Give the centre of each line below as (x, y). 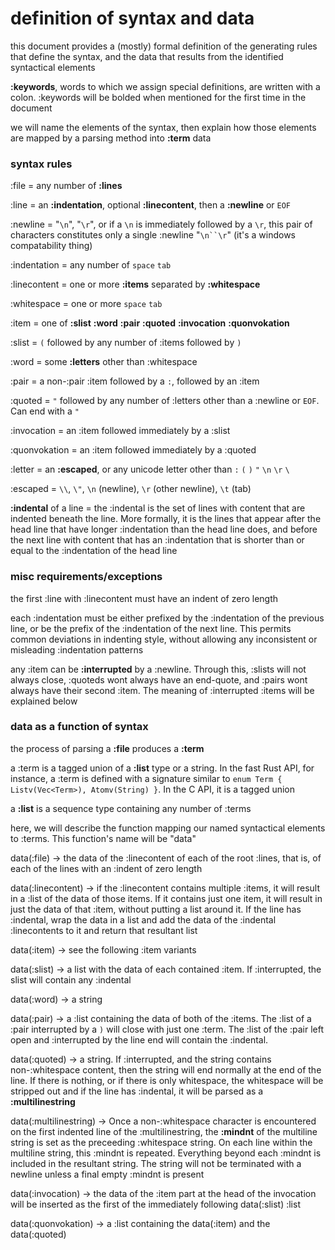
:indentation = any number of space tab (91, 265)
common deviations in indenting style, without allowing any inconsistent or (164, 639)
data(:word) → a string (56, 999)
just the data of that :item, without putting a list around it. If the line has (156, 909)
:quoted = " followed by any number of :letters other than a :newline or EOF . (165, 401)
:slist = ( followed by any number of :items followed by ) (126, 343)
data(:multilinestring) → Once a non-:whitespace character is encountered (163, 1121)
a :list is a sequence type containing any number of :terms (131, 808)
